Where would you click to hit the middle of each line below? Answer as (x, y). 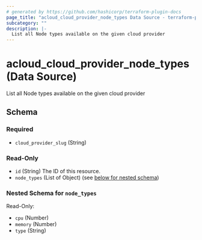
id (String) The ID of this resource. (58, 171)
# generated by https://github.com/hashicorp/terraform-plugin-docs (94, 12)
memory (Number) (36, 224)
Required (20, 129)
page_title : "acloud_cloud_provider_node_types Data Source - (86, 17)
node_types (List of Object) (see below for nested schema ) (87, 177)
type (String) (30, 231)
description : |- (26, 29)
